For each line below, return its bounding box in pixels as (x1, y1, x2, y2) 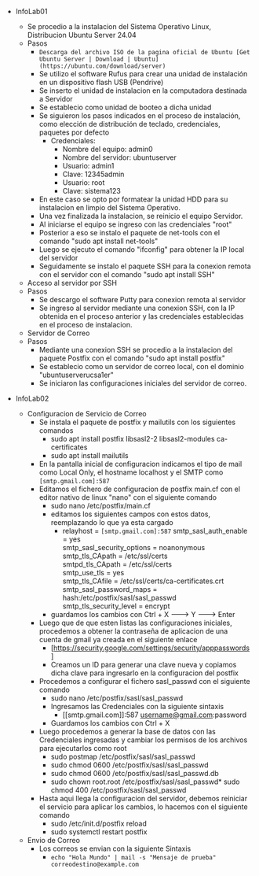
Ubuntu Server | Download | (38, 55, 131, 63)
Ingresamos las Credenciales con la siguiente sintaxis (50, 702, 224, 711)
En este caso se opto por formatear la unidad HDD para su (38, 194, 228, 204)
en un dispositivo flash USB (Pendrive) (38, 78, 164, 87)
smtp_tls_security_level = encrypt (62, 601, 170, 611)
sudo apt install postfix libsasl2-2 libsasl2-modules (50, 434, 215, 443)
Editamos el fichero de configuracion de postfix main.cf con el (38, 484, 241, 493)
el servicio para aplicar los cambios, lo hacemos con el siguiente (38, 802, 249, 811)
